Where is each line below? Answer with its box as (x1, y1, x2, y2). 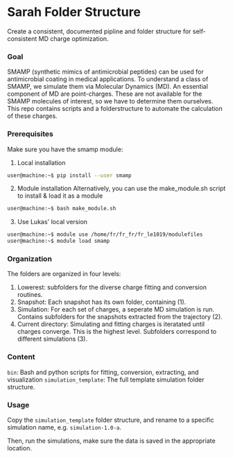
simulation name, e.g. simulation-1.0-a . (7, 423, 122, 431)
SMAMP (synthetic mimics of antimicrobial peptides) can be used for (7, 67, 204, 76)
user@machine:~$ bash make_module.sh (7, 205, 116, 212)
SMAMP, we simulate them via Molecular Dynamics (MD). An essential (7, 83, 208, 91)
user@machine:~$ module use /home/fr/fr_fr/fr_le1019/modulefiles (7, 231, 203, 238)
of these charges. (7, 112, 58, 120)
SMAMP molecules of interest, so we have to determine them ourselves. (7, 97, 214, 105)
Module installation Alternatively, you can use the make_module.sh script (17, 185, 226, 193)
